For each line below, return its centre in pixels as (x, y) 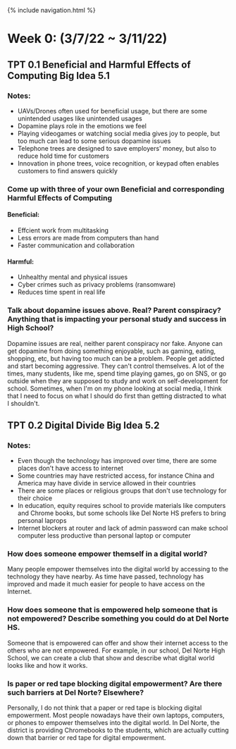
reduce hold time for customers (63, 156)
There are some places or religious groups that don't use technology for (122, 491)
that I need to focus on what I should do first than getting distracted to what (117, 396)
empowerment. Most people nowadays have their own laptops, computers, (116, 715)
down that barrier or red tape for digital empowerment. (87, 738)
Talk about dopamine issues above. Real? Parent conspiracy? (114, 311)
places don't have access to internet (70, 469)
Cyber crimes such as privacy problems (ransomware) (97, 285)
